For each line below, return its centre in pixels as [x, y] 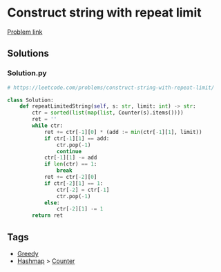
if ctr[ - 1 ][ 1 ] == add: [77, 138]
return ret [48, 215]
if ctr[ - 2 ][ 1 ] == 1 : [74, 183]
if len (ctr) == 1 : [70, 164]
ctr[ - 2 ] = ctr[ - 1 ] [83, 190]
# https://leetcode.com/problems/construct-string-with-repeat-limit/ [111, 88]
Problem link [25, 32]
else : [52, 203]
